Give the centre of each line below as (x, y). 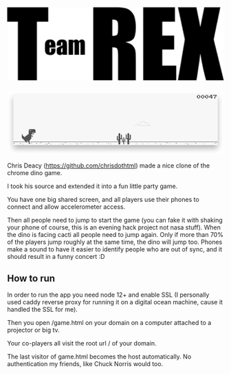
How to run (31, 278)
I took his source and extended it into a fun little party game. (92, 186)
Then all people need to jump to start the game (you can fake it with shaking (115, 220)
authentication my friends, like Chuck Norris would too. (85, 363)
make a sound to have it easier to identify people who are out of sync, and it (115, 249)
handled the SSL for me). (42, 309)
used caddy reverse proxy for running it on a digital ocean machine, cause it (115, 302)
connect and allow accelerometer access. (66, 207)
